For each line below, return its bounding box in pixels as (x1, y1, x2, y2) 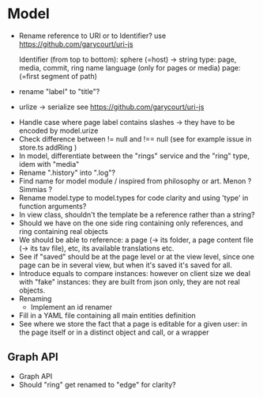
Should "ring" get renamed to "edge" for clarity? (18, 380, 176, 389)
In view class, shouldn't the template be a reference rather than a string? (18, 210, 255, 219)
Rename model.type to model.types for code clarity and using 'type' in (18, 193, 249, 202)
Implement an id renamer (30, 302, 112, 312)
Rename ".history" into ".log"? (18, 168, 116, 177)
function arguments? (18, 201, 87, 210)
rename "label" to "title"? (18, 86, 100, 96)
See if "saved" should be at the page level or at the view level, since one (18, 251, 254, 261)
